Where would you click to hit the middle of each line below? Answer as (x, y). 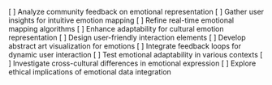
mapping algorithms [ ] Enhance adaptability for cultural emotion (117, 29)
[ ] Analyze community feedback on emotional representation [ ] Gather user (136, 12)
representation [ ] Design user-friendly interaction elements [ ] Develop (127, 37)
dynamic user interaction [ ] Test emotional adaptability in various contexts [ (136, 55)
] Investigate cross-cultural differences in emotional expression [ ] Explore (132, 63)
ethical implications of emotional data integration (90, 72)
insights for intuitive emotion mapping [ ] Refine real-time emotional (121, 20)
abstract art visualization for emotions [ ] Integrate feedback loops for (125, 46)
